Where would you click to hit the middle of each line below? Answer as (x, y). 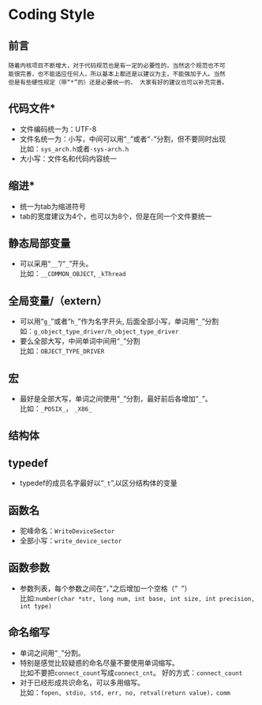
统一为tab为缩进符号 (52, 206)
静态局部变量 (39, 243)
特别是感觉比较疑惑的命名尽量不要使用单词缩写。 (99, 662)
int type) (36, 606)
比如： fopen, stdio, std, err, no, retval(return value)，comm (125, 692)
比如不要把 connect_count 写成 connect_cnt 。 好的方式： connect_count (131, 673)
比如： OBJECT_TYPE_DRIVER (62, 351)
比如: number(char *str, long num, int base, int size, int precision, (137, 598)
